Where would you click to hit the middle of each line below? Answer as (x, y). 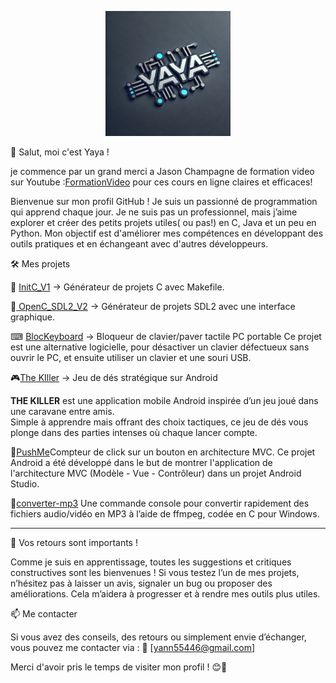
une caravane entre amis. (62, 411)
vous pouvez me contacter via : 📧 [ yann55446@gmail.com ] (133, 647)
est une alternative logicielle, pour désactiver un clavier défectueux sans (160, 347)
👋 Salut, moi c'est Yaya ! (60, 152)
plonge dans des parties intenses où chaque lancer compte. (134, 432)
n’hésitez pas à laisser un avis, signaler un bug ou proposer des (141, 583)
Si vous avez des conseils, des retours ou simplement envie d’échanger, (158, 637)
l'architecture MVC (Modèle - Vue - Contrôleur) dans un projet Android (156, 473)
